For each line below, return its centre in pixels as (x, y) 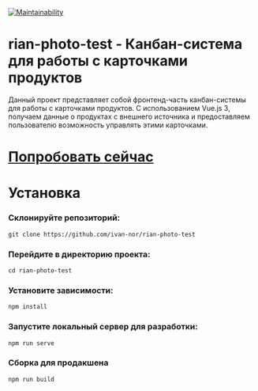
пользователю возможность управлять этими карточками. (108, 125)
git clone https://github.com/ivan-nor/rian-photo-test (102, 234)
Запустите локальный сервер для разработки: (103, 327)
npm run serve (32, 343)
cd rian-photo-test (40, 270)
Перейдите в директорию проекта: (79, 254)
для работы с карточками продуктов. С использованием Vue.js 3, (119, 108)
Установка (45, 193)
